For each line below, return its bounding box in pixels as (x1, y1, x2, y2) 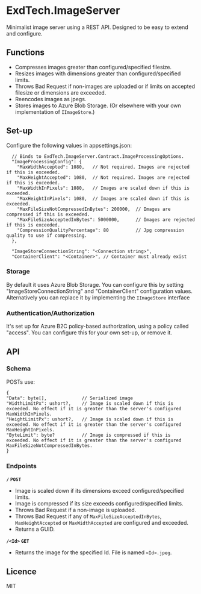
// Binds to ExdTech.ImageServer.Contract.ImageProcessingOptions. (11, 153, 185, 160)
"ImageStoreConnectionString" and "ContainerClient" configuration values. (6, 287, 193, 295)
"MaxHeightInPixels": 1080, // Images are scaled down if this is (17, 195, 190, 202)
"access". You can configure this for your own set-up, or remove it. (6, 329, 173, 336)
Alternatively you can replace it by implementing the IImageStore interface (6, 293, 190, 301)
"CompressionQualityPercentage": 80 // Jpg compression (17, 227, 185, 233)
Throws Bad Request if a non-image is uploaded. (14, 507, 137, 514)
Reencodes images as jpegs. (14, 95, 87, 102)
